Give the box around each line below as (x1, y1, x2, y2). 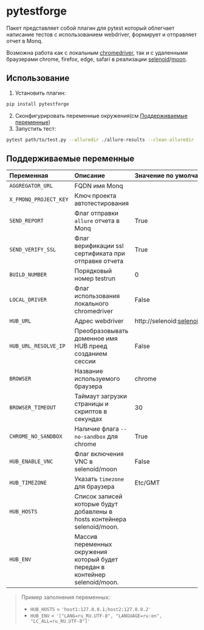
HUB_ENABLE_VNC (9, 458, 53, 465)
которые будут (74, 500, 118, 508)
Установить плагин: (15, 89, 66, 97)
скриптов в (74, 407, 107, 416)
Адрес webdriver (74, 317, 124, 326)
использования (74, 292, 120, 300)
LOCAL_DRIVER (9, 296, 47, 303)
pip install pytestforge (6, 101, 69, 107)
